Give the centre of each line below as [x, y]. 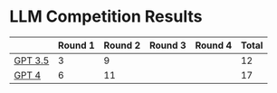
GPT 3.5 [32, 60]
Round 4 [214, 45]
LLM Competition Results [106, 17]
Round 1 [76, 45]
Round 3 [168, 45]
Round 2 [122, 45]
